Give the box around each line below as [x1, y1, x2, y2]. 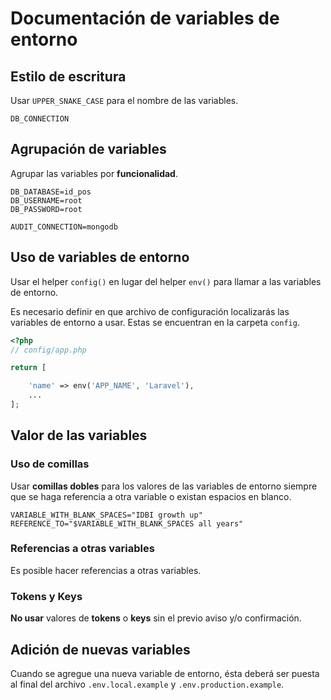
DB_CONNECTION [10, 114, 70, 124]
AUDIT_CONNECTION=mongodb [10, 222, 118, 232]
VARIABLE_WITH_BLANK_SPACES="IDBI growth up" [10, 510, 203, 520]
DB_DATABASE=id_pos [10, 187, 92, 197]
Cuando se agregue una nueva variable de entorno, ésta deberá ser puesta [10, 667, 320, 679]
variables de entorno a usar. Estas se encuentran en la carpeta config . [10, 316, 300, 328]
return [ [10, 363, 47, 373]
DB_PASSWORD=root [10, 204, 83, 214]
